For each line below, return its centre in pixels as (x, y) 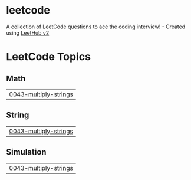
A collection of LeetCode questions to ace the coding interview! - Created (96, 27)
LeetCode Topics (49, 57)
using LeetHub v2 (28, 32)
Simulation (26, 152)
